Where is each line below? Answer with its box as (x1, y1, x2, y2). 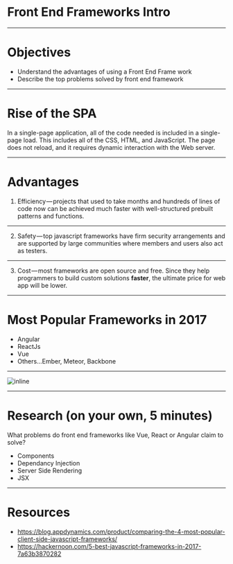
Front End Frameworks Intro (7, 4, 171, 20)
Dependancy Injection (17, 459, 80, 467)
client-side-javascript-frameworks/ (17, 535, 118, 543)
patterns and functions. (17, 212, 85, 220)
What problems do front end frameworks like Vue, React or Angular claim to (7, 431, 224, 439)
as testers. (17, 246, 48, 255)
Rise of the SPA (7, 105, 97, 121)
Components (17, 452, 55, 460)
